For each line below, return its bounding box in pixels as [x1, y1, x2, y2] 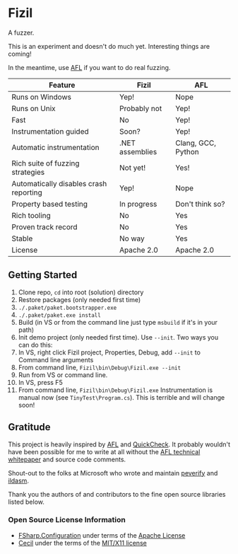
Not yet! [119, 163, 146, 173]
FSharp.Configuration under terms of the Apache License [18, 531, 186, 539]
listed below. [8, 497, 45, 506]
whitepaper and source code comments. [8, 455, 126, 463]
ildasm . [8, 476, 29, 485]
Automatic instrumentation [11, 142, 100, 152]
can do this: [18, 340, 53, 349]
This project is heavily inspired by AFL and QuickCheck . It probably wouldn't [8, 440, 231, 449]
